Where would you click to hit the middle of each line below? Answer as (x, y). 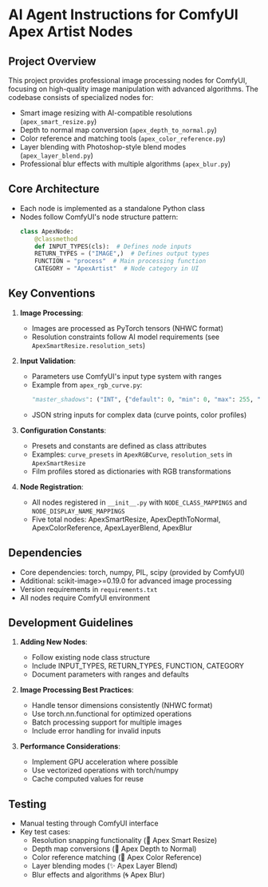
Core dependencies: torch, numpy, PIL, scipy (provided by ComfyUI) (132, 572)
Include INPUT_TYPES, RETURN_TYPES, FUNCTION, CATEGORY (138, 666)
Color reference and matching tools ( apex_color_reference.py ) (122, 138)
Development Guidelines (71, 623)
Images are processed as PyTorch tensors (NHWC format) (128, 328)
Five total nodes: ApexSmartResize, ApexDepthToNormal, (126, 519)
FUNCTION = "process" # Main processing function (120, 262)
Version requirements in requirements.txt (89, 589)
